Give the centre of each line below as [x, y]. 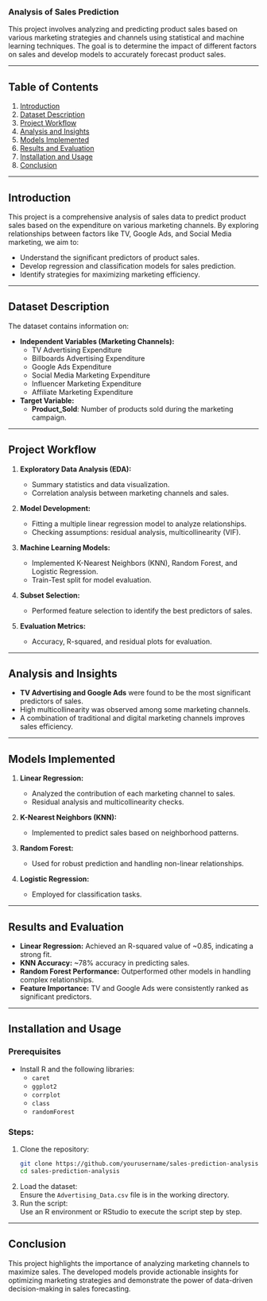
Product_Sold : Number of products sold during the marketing [132, 408]
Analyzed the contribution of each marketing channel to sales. [133, 794]
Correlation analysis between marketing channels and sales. [130, 493]
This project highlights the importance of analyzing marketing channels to [129, 1263]
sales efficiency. [46, 726]
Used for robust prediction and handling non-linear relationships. [138, 864]
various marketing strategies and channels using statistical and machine [126, 37]
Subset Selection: [50, 595]
